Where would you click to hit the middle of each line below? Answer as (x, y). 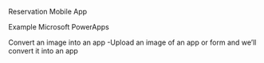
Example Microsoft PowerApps (59, 27)
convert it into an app (43, 51)
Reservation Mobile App (48, 12)
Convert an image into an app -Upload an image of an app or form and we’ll (132, 42)
